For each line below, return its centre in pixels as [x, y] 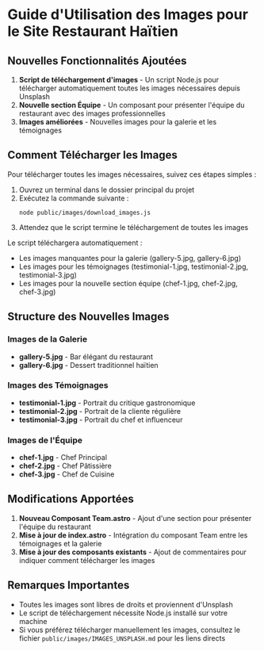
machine [33, 621]
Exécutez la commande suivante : [74, 198]
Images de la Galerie [48, 339]
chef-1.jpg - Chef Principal [63, 458]
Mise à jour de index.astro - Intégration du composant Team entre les [133, 535]
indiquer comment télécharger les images [87, 560]
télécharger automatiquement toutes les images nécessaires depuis [130, 88]
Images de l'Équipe [45, 440]
